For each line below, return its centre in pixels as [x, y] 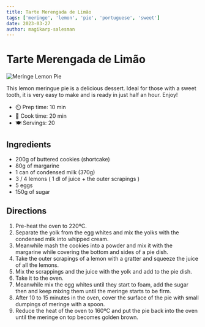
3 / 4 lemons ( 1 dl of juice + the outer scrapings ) [77, 179]
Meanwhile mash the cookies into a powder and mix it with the [94, 245]
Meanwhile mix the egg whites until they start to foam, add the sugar [102, 284]
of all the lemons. [37, 265]
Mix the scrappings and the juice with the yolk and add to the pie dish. [104, 271]
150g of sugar [33, 192]
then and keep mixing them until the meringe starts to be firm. [93, 291]
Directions [27, 211]
